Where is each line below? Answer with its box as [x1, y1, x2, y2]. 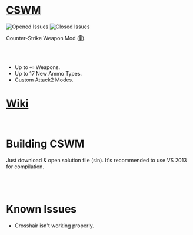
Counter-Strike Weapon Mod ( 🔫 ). [6, 34, 86, 41]
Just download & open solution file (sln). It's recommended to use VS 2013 [6, 156, 187, 164]
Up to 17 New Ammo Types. [14, 70, 82, 77]
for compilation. [6, 163, 44, 170]
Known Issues [6, 203, 77, 216]
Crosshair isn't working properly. [14, 222, 94, 229]
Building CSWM [6, 137, 85, 151]
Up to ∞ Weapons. [14, 63, 61, 71]
